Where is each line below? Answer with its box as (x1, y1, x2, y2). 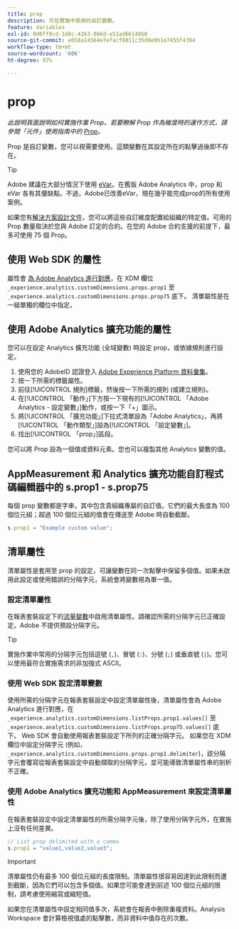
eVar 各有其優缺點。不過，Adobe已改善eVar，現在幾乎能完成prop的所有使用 (7, 189, 230, 197)
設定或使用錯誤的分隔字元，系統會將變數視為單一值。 (19, 574, 176, 584)
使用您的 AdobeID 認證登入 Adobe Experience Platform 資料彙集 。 (17, 367, 212, 376)
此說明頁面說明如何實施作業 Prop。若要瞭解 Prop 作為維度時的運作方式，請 (7, 118, 228, 127)
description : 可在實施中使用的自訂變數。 (7, 17, 118, 24)
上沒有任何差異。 (7, 824, 58, 832)
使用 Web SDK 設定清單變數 (7, 678, 103, 688)
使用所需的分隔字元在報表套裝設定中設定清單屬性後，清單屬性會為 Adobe (7, 696, 222, 705)
